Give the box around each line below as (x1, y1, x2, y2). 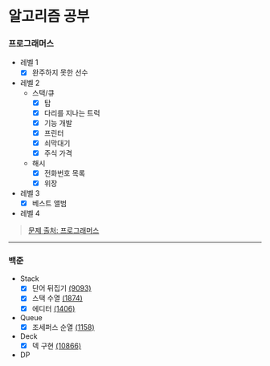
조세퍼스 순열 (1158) (31, 322, 95, 331)
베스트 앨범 (31, 198, 67, 209)
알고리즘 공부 (8, 7, 90, 26)
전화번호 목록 (43, 168, 86, 177)
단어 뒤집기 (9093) (31, 283, 92, 293)
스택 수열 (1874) (31, 294, 83, 303)
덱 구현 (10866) (31, 340, 82, 350)
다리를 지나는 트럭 (43, 108, 100, 117)
